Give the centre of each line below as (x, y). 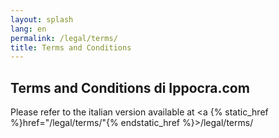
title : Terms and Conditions (71, 47)
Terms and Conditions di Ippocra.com (130, 87)
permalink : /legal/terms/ (64, 38)
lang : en (28, 29)
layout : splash (42, 19)
